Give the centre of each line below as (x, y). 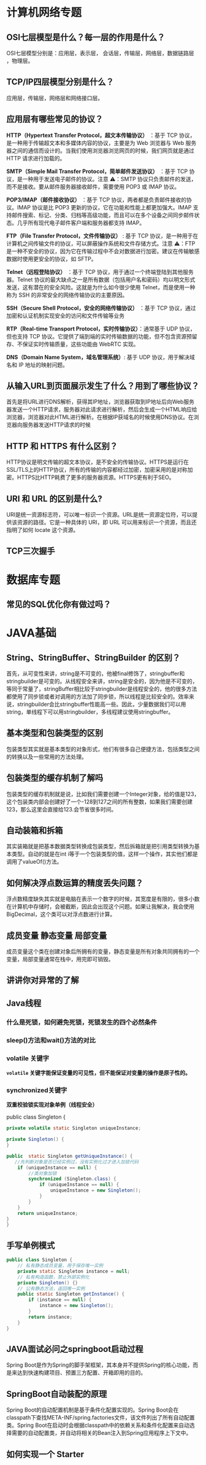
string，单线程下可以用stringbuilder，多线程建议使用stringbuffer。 (90, 712)
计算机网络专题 (44, 13)
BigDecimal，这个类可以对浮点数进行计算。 (61, 914)
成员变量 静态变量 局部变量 (57, 935)
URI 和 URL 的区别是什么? (54, 498)
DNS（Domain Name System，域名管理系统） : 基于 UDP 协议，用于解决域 (101, 357)
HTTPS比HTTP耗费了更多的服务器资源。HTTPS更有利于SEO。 (96, 477)
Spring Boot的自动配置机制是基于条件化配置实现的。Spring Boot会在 (93, 1410)
